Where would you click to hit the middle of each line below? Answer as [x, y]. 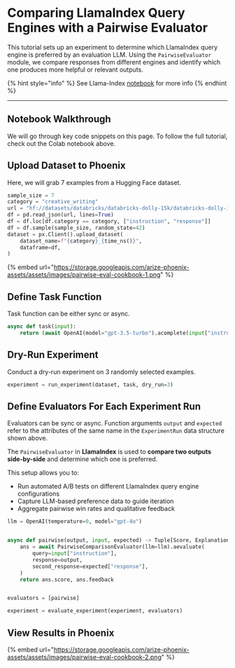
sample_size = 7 [31, 195]
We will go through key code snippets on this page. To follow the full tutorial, [117, 136]
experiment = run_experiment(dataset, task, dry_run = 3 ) [90, 384]
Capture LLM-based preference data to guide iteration [95, 501]
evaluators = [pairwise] [43, 598]
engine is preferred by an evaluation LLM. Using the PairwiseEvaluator [109, 55]
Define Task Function [55, 297]
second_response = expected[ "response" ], [91, 566]
